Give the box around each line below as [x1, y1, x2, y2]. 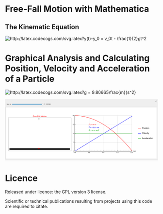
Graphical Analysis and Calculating [5, 53, 150, 64]
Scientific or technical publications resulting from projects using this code [5, 198, 152, 204]
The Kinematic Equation [5, 23, 79, 31]
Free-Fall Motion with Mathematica [5, 3, 149, 15]
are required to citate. [5, 203, 49, 210]
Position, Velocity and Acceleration [5, 63, 150, 74]
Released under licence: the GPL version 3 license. [5, 189, 107, 195]
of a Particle [5, 73, 55, 85]
